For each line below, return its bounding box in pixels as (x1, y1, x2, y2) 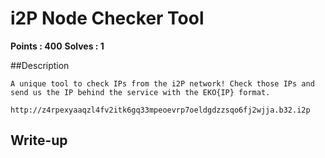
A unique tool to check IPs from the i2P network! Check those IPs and (10, 78, 315, 89)
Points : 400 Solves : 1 (10, 40, 105, 52)
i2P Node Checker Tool (10, 7, 205, 30)
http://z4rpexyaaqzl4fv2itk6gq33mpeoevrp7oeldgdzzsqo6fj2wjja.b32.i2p (10, 105, 311, 115)
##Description (10, 59, 70, 71)
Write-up (10, 132, 68, 149)
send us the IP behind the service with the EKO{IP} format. (10, 87, 271, 97)
